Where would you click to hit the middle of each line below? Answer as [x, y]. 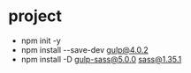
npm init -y [41, 40]
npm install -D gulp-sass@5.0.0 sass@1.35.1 [101, 59]
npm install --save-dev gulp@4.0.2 [85, 49]
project [35, 16]
